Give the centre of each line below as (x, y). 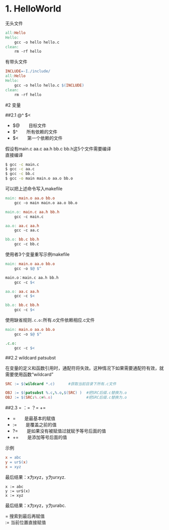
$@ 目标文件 (29, 125)
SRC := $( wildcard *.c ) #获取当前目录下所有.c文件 (61, 384)
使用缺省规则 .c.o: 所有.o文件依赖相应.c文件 (50, 320)
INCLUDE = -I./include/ (28, 71)
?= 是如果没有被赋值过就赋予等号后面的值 (59, 431)
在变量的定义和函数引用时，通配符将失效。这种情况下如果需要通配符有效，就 (84, 368)
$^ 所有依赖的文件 (35, 132)
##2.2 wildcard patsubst (31, 358)
